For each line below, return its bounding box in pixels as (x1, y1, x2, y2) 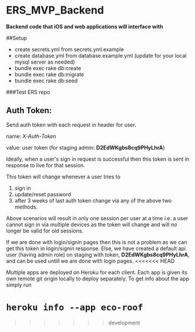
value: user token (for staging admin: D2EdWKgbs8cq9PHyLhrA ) (6, 144, 166, 151)
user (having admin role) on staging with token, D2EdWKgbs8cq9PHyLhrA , (6, 251, 190, 258)
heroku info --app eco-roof (6, 301, 143, 313)
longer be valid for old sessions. (6, 227, 84, 234)
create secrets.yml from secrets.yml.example (14, 45, 125, 53)
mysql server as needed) (14, 58, 75, 65)
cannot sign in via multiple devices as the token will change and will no (6, 221, 177, 228)
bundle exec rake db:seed (14, 77, 78, 84)
